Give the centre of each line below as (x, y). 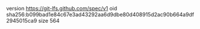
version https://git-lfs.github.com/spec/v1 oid (62, 8)
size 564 (49, 21)
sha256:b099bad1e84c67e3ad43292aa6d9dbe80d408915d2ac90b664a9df (100, 14)
